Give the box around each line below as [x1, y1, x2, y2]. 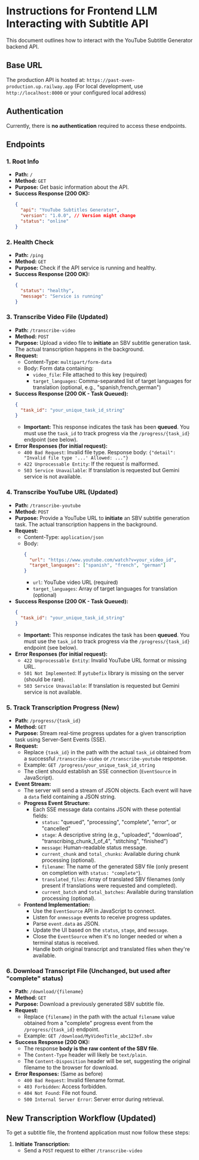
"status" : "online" [20, 218, 69, 224]
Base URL [6, 60, 43, 71]
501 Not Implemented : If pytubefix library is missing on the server [23, 669, 184, 677]
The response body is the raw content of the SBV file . [23, 1045, 158, 1052]
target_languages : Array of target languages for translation [32, 585, 178, 592]
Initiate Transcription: [14, 1140, 71, 1148]
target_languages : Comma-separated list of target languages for [32, 377, 192, 384]
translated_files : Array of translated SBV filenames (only [41, 876, 185, 883]
